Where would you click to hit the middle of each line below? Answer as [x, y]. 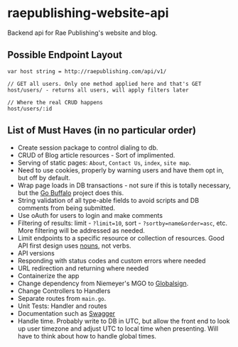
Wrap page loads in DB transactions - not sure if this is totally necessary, [124, 185]
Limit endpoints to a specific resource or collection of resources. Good [121, 238]
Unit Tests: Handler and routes [62, 306]
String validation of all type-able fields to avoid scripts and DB [108, 200]
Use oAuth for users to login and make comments [90, 215]
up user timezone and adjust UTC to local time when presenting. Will [118, 329]
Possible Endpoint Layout [65, 55]
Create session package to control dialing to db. [88, 148]
